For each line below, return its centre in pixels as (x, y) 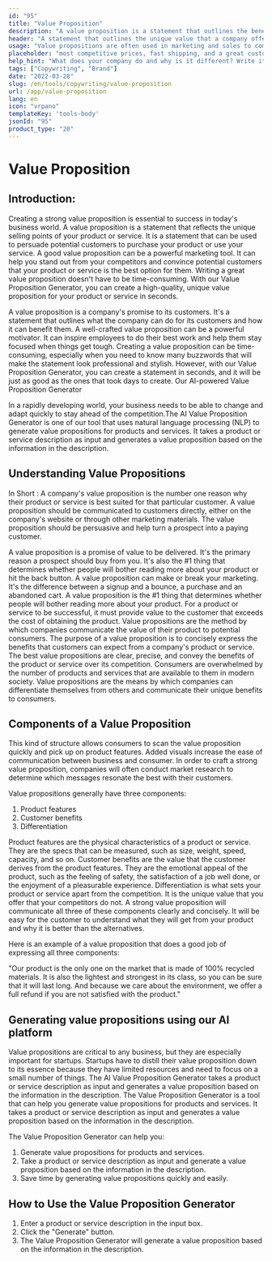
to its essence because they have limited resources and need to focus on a (134, 1069)
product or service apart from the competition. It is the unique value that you (136, 894)
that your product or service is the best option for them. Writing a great (127, 270)
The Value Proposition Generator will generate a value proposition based (141, 1241)
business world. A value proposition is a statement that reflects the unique (132, 227)
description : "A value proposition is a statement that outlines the (128, 31)
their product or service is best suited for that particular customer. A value (132, 502)
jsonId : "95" (30, 122)
